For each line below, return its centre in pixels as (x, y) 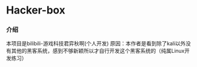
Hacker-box (36, 10)
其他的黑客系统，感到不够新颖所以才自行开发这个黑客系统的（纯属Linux (98, 51)
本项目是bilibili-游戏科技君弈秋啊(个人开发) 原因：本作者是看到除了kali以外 (96, 43)
